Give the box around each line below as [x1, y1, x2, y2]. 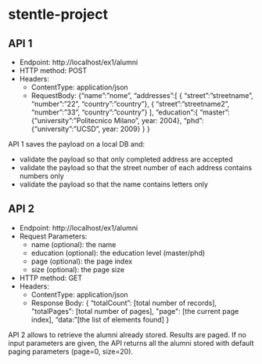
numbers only [19, 171, 64, 180]
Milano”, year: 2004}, [113, 116, 182, 125]
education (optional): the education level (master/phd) [31, 248, 206, 257]
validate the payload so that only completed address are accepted [19, 155, 233, 164]
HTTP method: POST [19, 66, 88, 75]
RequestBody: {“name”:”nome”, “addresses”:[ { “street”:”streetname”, [31, 91, 254, 100]
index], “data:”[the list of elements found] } [31, 315, 170, 324]
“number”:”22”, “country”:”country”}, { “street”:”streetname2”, [31, 100, 230, 108]
